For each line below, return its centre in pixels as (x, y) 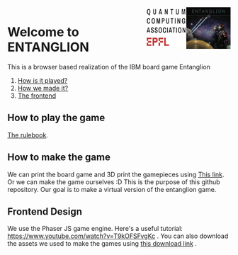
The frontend (37, 96)
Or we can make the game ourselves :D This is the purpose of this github (114, 182)
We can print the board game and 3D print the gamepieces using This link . (116, 174)
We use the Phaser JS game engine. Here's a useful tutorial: (95, 229)
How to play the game (56, 118)
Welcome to (43, 32)
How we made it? (43, 88)
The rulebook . (28, 135)
